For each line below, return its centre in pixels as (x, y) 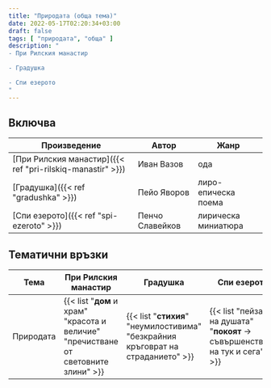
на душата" (231, 322)
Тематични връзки (58, 254)
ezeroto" (29, 226)
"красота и (85, 322)
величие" (82, 331)
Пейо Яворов (163, 192)
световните (86, 362)
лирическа (219, 216)
